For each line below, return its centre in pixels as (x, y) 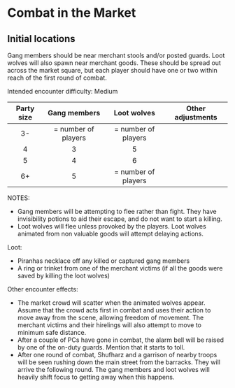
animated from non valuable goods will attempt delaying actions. (111, 233)
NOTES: (19, 198)
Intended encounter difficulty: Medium (63, 91)
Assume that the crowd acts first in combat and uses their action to (114, 310)
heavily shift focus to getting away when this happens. (96, 377)
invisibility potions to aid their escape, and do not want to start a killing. (120, 219)
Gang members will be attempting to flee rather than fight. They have (117, 211)
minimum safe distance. (52, 332)
